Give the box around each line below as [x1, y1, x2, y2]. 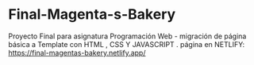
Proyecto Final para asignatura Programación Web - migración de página [8, 31, 247, 41]
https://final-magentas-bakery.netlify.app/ [8, 48, 146, 57]
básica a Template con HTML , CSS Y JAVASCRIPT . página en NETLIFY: [8, 39, 245, 49]
